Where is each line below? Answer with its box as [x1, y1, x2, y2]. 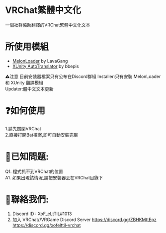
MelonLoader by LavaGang [12, 58, 68, 64]
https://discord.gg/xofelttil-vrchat [12, 222, 81, 228]
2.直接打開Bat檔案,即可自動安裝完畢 [5, 132, 79, 138]
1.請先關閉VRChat [5, 125, 41, 132]
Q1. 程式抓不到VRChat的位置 [5, 168, 63, 174]
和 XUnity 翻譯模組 [5, 79, 44, 85]
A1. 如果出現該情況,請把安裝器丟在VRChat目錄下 [5, 174, 103, 180]
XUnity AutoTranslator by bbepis [12, 63, 79, 69]
